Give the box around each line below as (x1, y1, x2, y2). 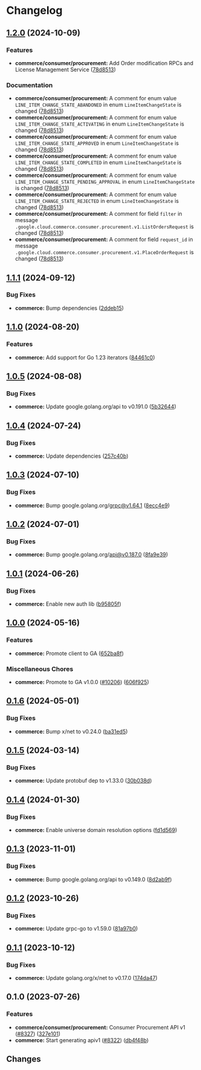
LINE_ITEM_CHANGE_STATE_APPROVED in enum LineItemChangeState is (14, 139, 179, 147)
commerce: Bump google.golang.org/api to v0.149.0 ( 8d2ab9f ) (14, 876, 172, 883)
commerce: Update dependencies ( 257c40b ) (14, 452, 129, 460)
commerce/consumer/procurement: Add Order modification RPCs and (14, 59, 194, 66)
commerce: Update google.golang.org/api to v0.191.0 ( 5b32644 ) (14, 403, 177, 411)
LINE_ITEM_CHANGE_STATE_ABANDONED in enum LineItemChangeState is (14, 101, 182, 109)
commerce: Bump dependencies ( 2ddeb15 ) (14, 304, 124, 312)
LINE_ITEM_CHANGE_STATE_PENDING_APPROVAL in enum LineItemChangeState (14, 178, 195, 185)
